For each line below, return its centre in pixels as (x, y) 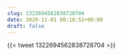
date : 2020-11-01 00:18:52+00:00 (55, 20)
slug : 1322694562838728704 (46, 13)
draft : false (26, 26)
